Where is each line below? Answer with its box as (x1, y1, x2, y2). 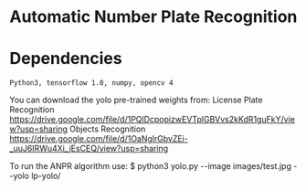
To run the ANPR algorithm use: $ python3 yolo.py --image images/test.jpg (9, 161, 292, 172)
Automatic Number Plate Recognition (9, 6, 298, 27)
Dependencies (9, 48, 122, 69)
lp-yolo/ (31, 171, 61, 182)
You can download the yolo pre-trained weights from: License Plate (9, 94, 263, 106)
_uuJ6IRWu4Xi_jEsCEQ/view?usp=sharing (9, 143, 169, 154)
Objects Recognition (69, 123, 146, 134)
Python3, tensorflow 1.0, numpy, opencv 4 (9, 79, 174, 88)
